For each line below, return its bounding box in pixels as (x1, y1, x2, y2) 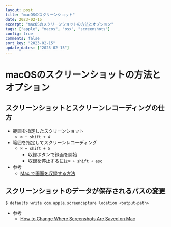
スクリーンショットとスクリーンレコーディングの (5, 104, 158, 112)
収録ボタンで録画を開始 (27, 151, 77, 157)
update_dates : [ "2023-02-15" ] (5, 45, 70, 51)
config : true (5, 31, 33, 36)
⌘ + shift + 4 (20, 134, 50, 139)
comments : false (5, 36, 40, 41)
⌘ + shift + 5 (20, 146, 50, 151)
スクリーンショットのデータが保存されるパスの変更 (5, 187, 165, 195)
